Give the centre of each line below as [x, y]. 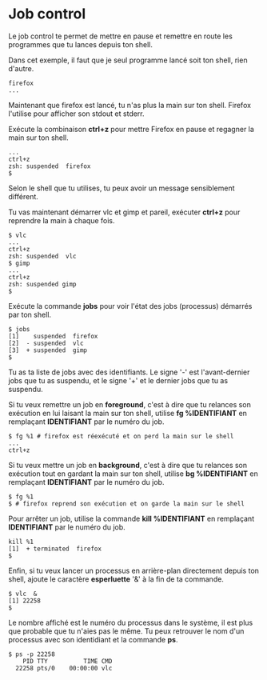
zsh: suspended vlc [43, 256]
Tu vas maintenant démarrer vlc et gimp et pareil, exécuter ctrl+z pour [124, 212]
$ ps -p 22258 [32, 654]
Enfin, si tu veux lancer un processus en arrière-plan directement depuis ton [134, 570]
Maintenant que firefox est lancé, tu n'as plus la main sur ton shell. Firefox [130, 105]
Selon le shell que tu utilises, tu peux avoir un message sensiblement [122, 188]
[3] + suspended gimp [48, 350]
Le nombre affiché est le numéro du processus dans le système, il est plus [131, 622]
